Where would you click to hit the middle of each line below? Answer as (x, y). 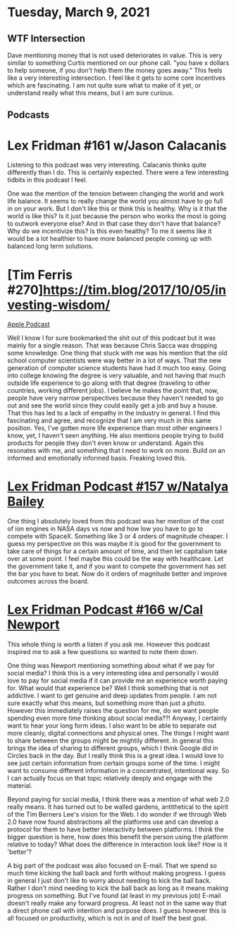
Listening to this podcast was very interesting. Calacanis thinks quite (107, 165)
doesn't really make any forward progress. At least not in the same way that (117, 903)
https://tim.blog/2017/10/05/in (135, 290)
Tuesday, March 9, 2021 (79, 12)
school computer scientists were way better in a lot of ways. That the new (114, 360)
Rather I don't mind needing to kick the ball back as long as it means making (118, 888)
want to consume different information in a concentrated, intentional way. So (118, 771)
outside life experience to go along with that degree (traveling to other (109, 383)
